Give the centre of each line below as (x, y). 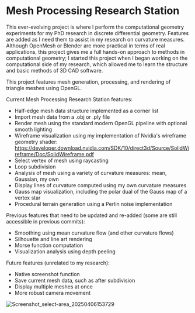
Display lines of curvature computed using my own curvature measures (100, 185)
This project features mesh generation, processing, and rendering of (88, 82)
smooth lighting (33, 129)
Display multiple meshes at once (54, 286)
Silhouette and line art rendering (53, 239)
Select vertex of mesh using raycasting (62, 160)
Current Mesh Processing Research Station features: (69, 99)
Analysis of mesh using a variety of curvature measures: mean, (90, 173)
